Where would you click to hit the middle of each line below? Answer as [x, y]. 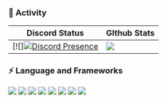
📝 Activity [27, 13]
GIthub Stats [130, 33]
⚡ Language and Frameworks [66, 71]
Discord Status [55, 33]
